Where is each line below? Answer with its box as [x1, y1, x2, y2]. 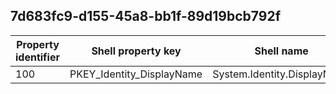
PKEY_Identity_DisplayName [69, 67, 203, 81]
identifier [15, 50, 60, 64]
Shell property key [91, 44, 182, 58]
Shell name [254, 44, 309, 58]
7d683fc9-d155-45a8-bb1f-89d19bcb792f [10, 8, 282, 25]
